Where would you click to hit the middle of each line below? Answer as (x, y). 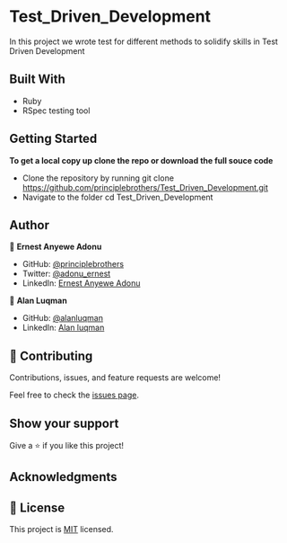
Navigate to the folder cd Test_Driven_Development (117, 197)
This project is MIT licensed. (61, 530)
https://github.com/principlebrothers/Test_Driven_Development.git (145, 187)
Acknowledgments (64, 477)
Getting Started (53, 139)
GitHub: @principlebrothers (73, 264)
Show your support (64, 423)
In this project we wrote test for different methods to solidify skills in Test (143, 41)
